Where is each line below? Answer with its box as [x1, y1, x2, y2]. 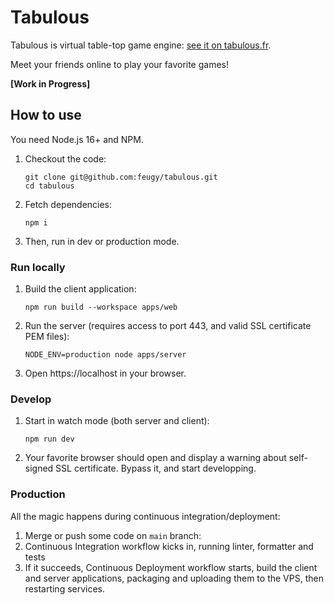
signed [24, 462, 54, 475]
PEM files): [24, 331, 70, 343]
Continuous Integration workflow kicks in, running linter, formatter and [24, 540, 314, 552]
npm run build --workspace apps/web [24, 302, 178, 313]
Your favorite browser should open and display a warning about [24, 452, 287, 464]
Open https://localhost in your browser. [24, 367, 187, 380]
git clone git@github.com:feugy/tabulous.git [24, 172, 218, 182]
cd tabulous [24, 181, 75, 191]
